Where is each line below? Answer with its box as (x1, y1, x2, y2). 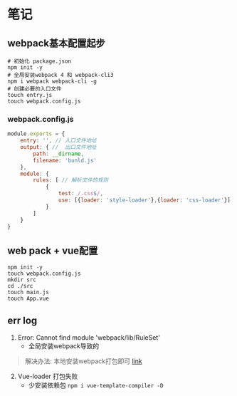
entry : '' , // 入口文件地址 (20, 137, 98, 145)
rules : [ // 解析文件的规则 (33, 177, 109, 184)
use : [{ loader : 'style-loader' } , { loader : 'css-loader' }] (58, 197, 231, 204)
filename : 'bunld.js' (33, 157, 98, 164)
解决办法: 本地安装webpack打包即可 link (24, 357, 142, 365)
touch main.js (7, 289, 50, 296)
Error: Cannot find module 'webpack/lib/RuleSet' (17, 333, 160, 342)
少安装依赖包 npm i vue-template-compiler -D (28, 381, 164, 390)
